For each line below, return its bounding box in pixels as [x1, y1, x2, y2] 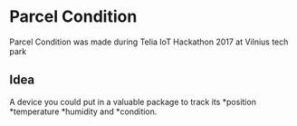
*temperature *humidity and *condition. [9, 106, 158, 117]
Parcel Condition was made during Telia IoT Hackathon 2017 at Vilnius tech [9, 36, 289, 47]
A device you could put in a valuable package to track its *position [9, 96, 256, 107]
